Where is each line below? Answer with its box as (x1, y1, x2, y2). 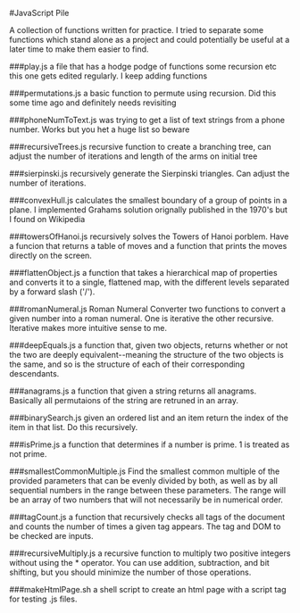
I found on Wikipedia (9, 214, 86, 224)
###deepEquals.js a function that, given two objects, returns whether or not (9, 340, 288, 351)
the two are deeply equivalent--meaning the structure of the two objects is (9, 350, 284, 360)
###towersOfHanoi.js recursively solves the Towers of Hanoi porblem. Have (9, 231, 289, 242)
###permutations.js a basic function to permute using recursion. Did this (9, 88, 277, 98)
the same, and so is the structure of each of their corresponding (9, 359, 246, 369)
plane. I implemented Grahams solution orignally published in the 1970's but (9, 204, 288, 215)
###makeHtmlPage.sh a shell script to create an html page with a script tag (9, 584, 287, 594)
